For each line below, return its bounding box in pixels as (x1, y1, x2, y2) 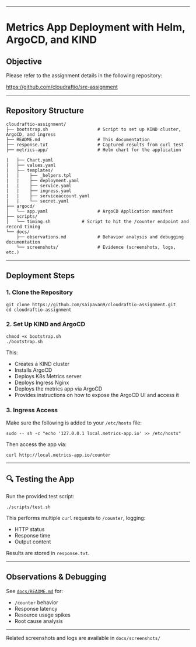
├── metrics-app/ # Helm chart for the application (6, 147, 181, 153)
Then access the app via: (6, 441, 67, 448)
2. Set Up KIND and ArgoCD (6, 320, 86, 328)
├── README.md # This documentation (6, 136, 150, 142)
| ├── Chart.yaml (6, 157, 54, 163)
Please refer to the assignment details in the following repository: (6, 72, 162, 79)
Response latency (14, 605, 58, 612)
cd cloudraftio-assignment (6, 307, 72, 313)
